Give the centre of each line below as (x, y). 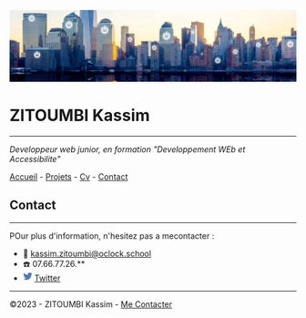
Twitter (47, 278)
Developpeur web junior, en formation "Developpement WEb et (127, 149)
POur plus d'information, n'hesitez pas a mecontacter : (112, 236)
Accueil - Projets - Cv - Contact (69, 176)
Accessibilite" (35, 159)
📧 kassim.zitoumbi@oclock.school (87, 253)
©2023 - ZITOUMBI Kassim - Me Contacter (91, 304)
